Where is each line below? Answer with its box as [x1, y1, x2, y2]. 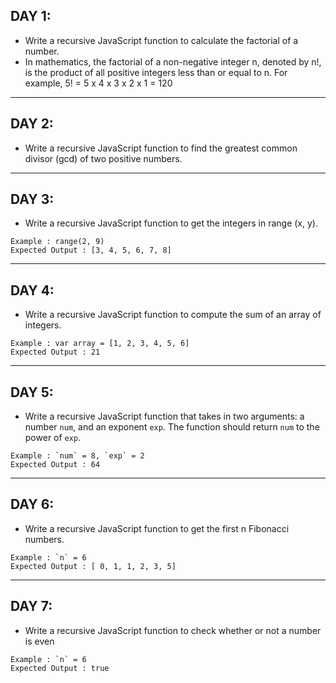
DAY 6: [10, 496, 55, 513]
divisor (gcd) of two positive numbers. [24, 152, 183, 164]
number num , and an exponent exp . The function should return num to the [24, 421, 320, 433]
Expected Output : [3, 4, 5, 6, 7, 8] [10, 245, 172, 256]
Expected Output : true [10, 663, 110, 673]
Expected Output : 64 [10, 460, 101, 470]
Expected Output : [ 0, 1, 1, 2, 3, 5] [10, 561, 177, 571]
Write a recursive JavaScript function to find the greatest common [24, 142, 298, 154]
